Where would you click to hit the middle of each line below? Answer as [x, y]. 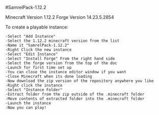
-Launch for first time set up [38, 68]
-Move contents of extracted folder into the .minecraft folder [75, 99]
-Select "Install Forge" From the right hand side [60, 59]
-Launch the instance [28, 103]
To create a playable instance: [37, 27]
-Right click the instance [34, 85]
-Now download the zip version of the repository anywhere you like [79, 81]
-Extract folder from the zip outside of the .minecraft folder [75, 94]
